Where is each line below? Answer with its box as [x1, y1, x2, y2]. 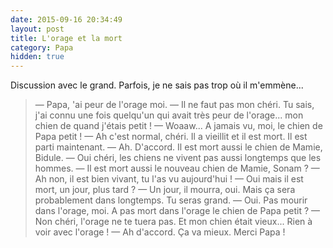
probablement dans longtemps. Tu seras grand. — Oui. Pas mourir [34, 194, 308, 206]
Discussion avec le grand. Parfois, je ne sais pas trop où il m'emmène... [10, 79, 304, 91]
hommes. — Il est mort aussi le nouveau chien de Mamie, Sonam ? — [34, 162, 320, 175]
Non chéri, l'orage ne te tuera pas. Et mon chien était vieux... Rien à [34, 216, 313, 228]
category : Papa [10, 42, 74, 53]
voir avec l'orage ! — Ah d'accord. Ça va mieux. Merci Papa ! [34, 226, 286, 238]
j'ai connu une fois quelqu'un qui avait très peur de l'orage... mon [34, 109, 304, 121]
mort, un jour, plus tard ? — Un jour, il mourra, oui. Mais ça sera [34, 184, 296, 196]
